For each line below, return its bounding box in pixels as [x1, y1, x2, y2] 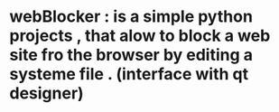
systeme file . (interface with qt [9, 64, 249, 85]
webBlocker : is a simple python [9, 6, 253, 27]
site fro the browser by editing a [9, 45, 254, 65]
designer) [9, 83, 84, 104]
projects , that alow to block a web [9, 25, 271, 46]
